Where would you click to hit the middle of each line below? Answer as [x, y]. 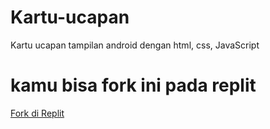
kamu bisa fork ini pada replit [133, 85]
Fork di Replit [37, 113]
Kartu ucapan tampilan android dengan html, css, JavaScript [135, 45]
